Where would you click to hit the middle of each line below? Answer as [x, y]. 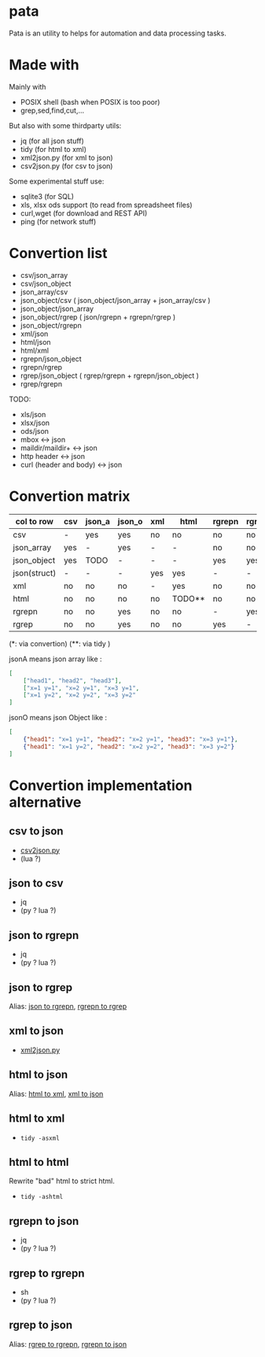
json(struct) [35, 573]
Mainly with [28, 87]
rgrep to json [41, 1325]
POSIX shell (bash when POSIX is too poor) [90, 102]
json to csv [36, 884]
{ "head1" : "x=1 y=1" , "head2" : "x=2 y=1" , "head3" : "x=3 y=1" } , [131, 739]
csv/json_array [44, 275]
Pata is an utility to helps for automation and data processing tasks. [118, 33]
